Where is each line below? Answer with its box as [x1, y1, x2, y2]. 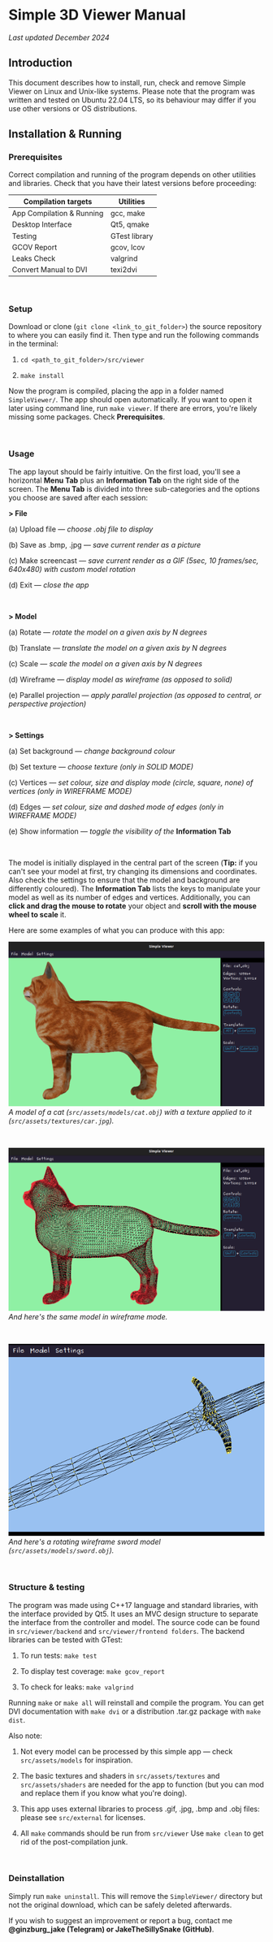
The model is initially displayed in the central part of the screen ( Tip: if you [8, 857, 258, 867]
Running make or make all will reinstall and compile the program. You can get [8, 1697, 264, 1707]
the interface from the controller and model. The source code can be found [8, 1617, 260, 1627]
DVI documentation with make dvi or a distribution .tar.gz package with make [8, 1706, 262, 1716]
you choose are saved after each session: [8, 492, 149, 502]
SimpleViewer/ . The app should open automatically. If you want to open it [8, 395, 253, 405]
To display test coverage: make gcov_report [19, 1666, 165, 1675]
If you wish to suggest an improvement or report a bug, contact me [8, 1915, 233, 1925]
